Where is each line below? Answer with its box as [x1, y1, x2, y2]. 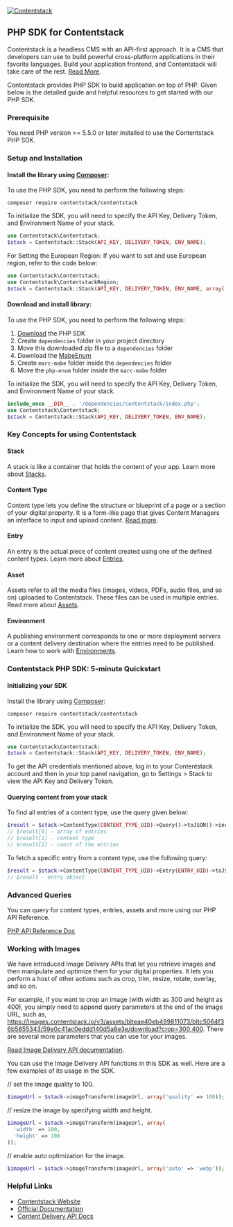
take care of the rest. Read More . [7, 67, 102, 76]
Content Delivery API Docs [17, 1212, 94, 1220]
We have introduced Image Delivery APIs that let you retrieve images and [7, 960, 216, 969]
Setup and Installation [7, 154, 83, 163]
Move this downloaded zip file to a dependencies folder [17, 344, 173, 352]
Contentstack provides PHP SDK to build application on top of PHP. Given [7, 81, 217, 89]
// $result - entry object [7, 873, 85, 880]
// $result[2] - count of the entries [7, 841, 119, 848]
